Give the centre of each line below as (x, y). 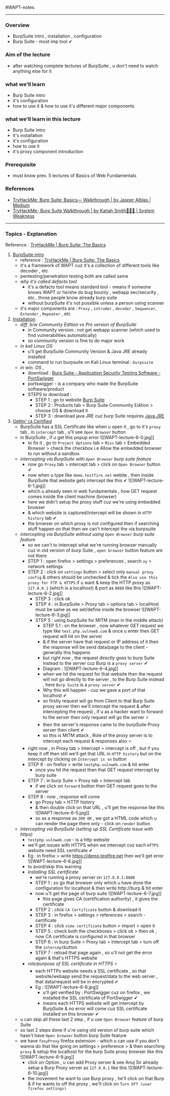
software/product (46, 389)
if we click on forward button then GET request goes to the (96, 786)
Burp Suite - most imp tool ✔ (42, 41)
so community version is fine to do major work (76, 341)
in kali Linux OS (36, 346)
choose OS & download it (62, 411)
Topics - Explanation (31, 234)
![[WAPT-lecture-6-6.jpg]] (55, 861)
